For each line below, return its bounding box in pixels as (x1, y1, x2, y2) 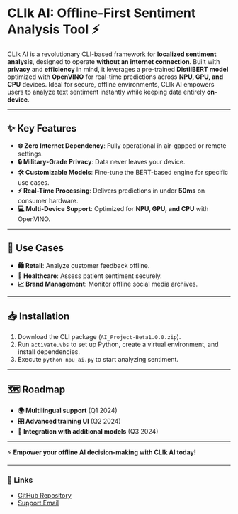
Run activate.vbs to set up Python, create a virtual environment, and (17, 340, 219, 349)
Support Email (17, 499, 59, 508)
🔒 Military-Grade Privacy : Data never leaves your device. (17, 157, 186, 166)
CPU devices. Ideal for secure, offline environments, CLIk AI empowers (7, 80, 215, 88)
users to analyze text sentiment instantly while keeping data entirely (7, 87, 205, 96)
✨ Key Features (7, 122, 76, 134)
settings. (17, 149, 44, 158)
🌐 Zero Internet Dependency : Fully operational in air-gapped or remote (17, 141, 227, 150)
